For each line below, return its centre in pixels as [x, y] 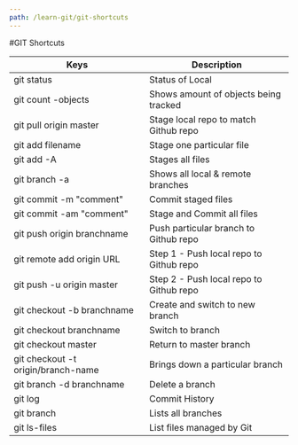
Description [217, 65]
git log [27, 398]
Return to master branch [200, 344]
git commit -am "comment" [71, 214]
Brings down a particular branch [216, 364]
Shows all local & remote [200, 174]
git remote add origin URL [67, 259]
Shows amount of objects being [216, 94]
